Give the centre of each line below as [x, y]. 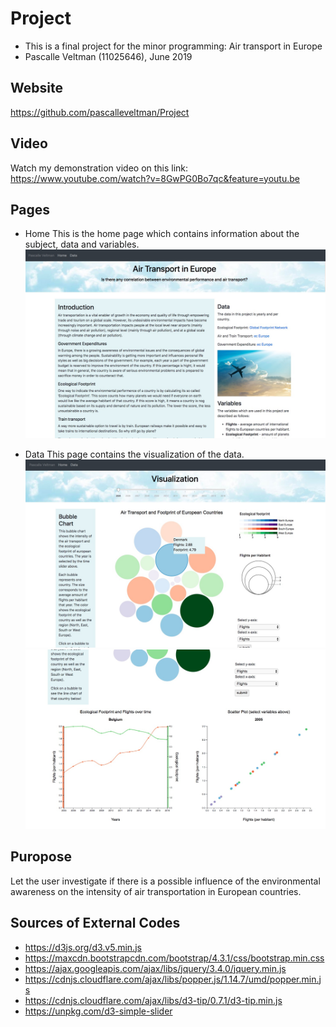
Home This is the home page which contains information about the [162, 234]
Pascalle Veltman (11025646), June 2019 [108, 56]
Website [36, 88]
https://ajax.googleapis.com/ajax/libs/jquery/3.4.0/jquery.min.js [155, 968]
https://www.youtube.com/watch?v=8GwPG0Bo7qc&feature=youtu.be [155, 178]
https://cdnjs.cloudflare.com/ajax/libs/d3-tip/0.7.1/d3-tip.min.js [153, 1000]
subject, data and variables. [82, 244]
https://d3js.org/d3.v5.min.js [83, 947]
